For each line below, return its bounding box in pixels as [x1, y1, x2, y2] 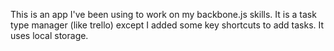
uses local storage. [10, 30, 89, 41]
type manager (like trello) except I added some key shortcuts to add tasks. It [10, 19, 325, 31]
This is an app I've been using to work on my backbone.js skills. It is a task [10, 9, 317, 20]
